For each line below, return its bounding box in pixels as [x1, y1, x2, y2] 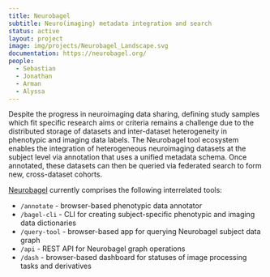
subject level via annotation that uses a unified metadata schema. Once [8, 152, 247, 162]
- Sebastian [15, 65, 57, 73]
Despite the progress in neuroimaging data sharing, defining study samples [8, 109, 260, 119]
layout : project [8, 34, 63, 43]
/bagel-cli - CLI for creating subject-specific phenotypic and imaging [19, 210, 255, 219]
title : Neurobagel [8, 11, 71, 20]
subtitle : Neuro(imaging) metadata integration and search [8, 19, 212, 28]
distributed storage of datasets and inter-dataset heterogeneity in [8, 126, 227, 136]
